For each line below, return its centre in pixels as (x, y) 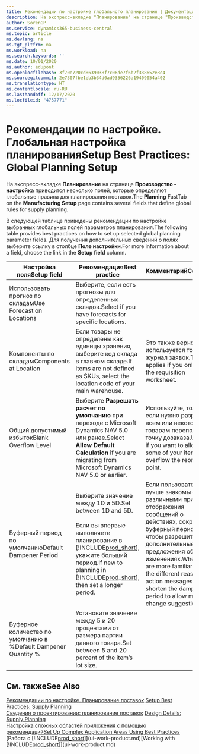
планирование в (99, 540)
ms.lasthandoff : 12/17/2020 (41, 95)
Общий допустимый (38, 430)
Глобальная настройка (66, 142)
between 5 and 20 (101, 650)
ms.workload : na (26, 51)
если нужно (162, 415)
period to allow (166, 596)
